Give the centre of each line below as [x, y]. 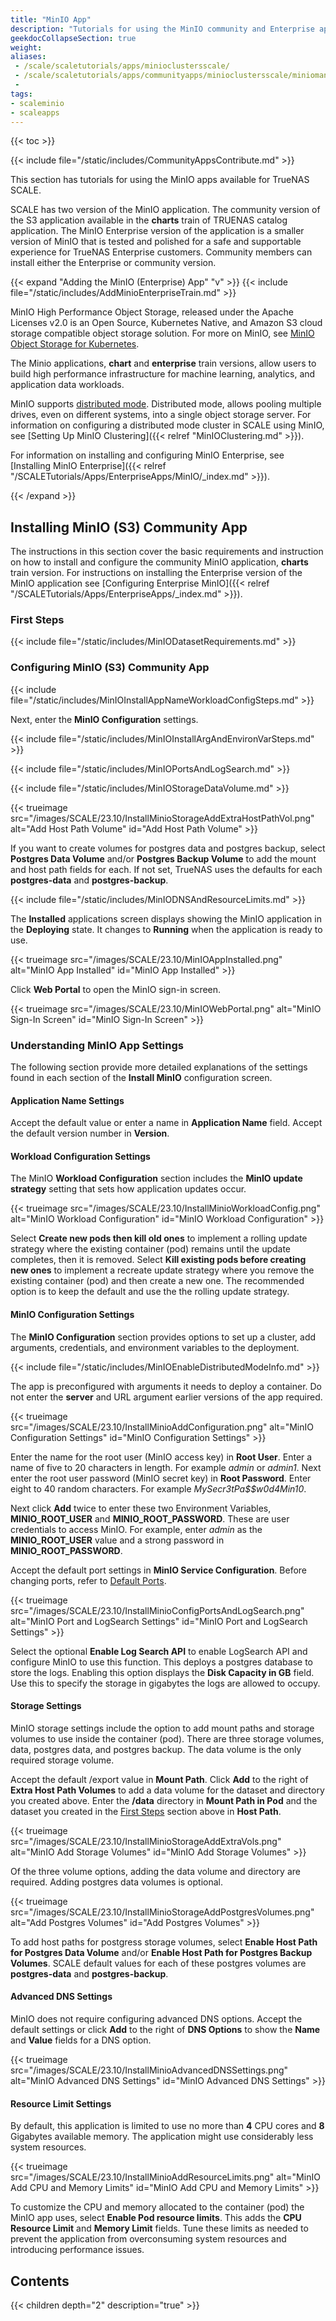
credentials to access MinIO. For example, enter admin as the [136, 1529]
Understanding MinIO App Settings [97, 1045]
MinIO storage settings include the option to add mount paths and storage [162, 1728]
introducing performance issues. [77, 2250]
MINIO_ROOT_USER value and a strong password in [117, 1540]
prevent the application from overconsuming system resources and [148, 2239]
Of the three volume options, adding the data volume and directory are [155, 1871]
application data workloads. [67, 385]
